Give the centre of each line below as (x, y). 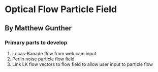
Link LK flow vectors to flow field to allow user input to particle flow (83, 64)
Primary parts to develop (36, 43)
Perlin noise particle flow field (43, 59)
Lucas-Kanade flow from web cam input (54, 53)
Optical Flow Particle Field (61, 9)
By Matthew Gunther (38, 28)
